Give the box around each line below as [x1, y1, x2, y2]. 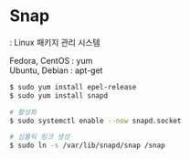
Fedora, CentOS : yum [9, 55, 93, 66]
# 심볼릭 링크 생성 [9, 132, 70, 142]
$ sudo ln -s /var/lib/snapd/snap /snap [9, 141, 166, 151]
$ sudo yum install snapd [9, 90, 108, 101]
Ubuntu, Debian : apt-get [9, 65, 103, 76]
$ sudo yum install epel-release [9, 82, 137, 91]
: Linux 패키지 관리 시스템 [9, 37, 100, 48]
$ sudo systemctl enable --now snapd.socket [9, 116, 182, 125]
